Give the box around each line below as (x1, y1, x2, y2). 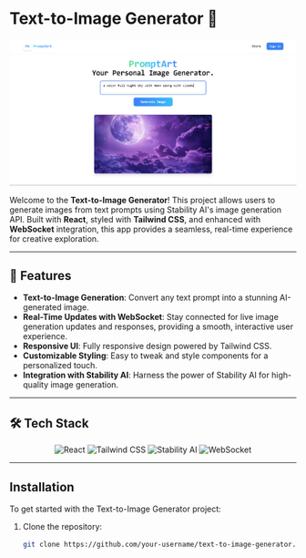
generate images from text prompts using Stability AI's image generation (9, 204, 282, 215)
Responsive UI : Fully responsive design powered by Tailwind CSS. (22, 341, 272, 352)
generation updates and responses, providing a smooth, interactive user (22, 321, 294, 332)
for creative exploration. (9, 232, 99, 244)
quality (22, 379, 49, 390)
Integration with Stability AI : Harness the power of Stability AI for (22, 369, 270, 381)
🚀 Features (9, 268, 72, 284)
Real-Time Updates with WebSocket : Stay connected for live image (22, 312, 280, 323)
